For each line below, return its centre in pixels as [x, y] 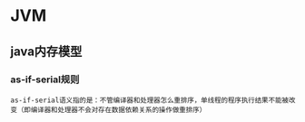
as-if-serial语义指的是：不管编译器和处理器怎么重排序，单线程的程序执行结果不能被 [150, 100]
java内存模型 [46, 51]
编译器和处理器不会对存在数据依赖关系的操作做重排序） [118, 109]
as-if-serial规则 [45, 80]
